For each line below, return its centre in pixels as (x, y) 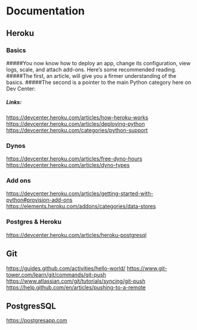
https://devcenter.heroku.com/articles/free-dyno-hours (74, 159)
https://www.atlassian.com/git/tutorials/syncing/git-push (76, 281)
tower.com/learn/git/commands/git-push (56, 274)
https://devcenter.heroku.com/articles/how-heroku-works (77, 117)
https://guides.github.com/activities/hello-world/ (66, 268)
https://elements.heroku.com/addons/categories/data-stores (81, 206)
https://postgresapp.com (37, 320)
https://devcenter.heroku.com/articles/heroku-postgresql (76, 235)
